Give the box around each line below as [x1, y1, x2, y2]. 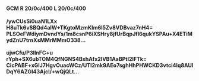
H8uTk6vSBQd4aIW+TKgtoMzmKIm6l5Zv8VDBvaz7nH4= [6, 24, 153, 31]
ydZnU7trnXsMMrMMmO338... [6, 37, 86, 44]
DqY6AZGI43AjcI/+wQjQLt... [6, 68, 80, 75]
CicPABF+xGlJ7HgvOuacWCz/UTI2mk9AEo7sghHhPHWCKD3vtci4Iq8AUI [6, 62, 194, 69]
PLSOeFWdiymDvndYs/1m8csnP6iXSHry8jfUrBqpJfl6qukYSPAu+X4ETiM [6, 30, 193, 38]
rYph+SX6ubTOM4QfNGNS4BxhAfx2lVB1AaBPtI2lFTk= [6, 56, 147, 63]
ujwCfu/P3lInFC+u [6, 49, 53, 56]
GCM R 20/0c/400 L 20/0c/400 [6, 5, 86, 12]
